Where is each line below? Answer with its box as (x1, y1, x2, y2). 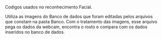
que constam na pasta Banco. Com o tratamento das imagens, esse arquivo (5, 19, 158, 24)
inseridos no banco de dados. (5, 29, 65, 35)
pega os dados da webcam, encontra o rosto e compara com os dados (5, 24, 148, 30)
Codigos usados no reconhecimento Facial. (5, 4, 92, 10)
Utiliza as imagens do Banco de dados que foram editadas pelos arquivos (5, 14, 153, 19)
